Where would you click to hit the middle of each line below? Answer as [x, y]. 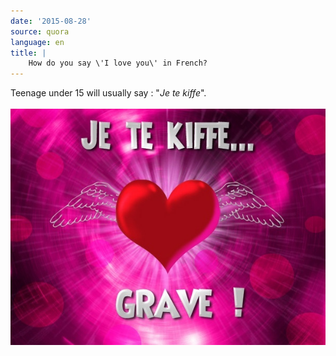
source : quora [40, 31]
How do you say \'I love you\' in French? [118, 63]
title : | [28, 53]
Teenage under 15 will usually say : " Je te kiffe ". [108, 93]
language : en [37, 42]
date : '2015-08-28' [51, 21]
